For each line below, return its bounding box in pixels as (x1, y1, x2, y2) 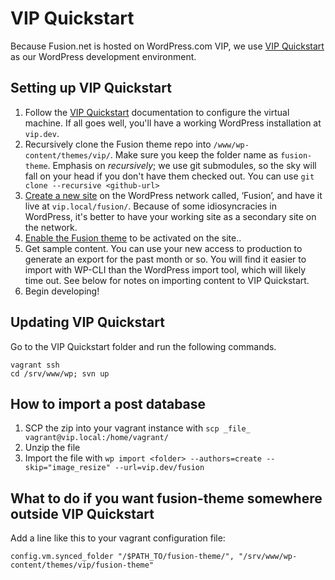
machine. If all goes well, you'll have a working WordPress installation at (24, 117, 322, 129)
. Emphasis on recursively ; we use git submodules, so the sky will (47, 159, 317, 171)
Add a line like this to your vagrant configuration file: (10, 532, 226, 544)
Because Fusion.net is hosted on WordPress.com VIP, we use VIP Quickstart (10, 40, 325, 52)
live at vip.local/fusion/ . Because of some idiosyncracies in (24, 200, 278, 212)
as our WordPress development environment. (10, 50, 197, 62)
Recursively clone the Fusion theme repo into (24, 138, 212, 150)
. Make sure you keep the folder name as (109, 148, 279, 161)
